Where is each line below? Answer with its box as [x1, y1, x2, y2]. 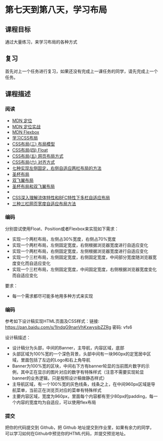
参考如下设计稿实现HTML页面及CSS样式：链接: [5, 318, 99, 324]
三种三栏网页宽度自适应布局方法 [12, 201, 76, 206]
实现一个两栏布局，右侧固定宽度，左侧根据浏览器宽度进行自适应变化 [12, 248, 148, 254]
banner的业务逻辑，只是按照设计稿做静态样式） [12, 375, 108, 381]
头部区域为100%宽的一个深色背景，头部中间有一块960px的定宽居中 [12, 351, 147, 357]
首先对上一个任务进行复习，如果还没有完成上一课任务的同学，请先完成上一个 [5, 68, 158, 74]
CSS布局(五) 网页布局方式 [12, 153, 64, 159]
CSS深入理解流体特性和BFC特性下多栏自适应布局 [12, 194, 110, 200]
